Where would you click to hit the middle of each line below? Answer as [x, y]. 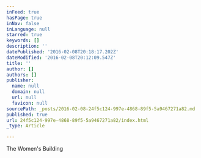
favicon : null [30, 103]
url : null [24, 97]
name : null [26, 86]
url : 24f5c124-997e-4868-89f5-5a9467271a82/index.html [78, 120]
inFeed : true [23, 12]
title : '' [19, 63]
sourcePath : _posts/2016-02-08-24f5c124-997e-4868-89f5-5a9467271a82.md [101, 109]
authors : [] [21, 75]
